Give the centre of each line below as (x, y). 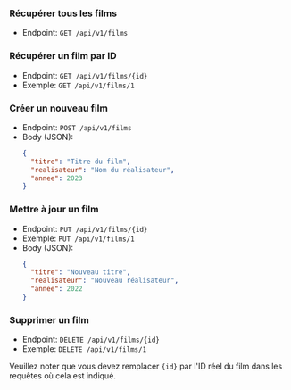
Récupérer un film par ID (63, 56)
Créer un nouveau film (59, 108)
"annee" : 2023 (57, 178)
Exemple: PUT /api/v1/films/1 (79, 238)
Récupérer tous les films (63, 13)
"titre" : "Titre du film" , (81, 162)
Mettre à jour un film (54, 210)
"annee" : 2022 (57, 289)
